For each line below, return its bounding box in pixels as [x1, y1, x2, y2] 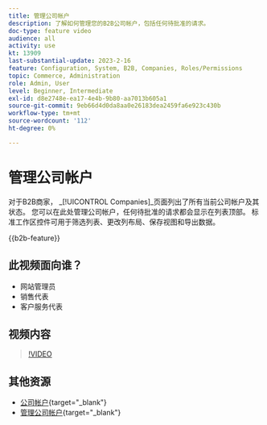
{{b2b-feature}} [8, 233, 60, 243]
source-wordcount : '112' [8, 117, 92, 125]
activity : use [8, 42, 56, 50]
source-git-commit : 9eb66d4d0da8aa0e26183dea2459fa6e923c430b [8, 102, 221, 110]
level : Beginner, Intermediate [8, 86, 113, 95]
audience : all [8, 34, 56, 43]
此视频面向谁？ [8, 259, 83, 273]
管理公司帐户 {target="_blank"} [19, 408, 121, 418]
